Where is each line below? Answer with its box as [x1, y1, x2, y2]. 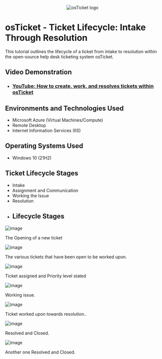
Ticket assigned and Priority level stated [5, 273, 86, 279]
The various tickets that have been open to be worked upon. [5, 254, 127, 260]
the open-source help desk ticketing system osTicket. [5, 54, 114, 60]
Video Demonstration [5, 68, 72, 76]
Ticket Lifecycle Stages [5, 169, 79, 178]
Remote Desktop [12, 122, 46, 128]
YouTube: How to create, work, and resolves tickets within [12, 83, 154, 90]
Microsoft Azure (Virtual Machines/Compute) [12, 117, 104, 123]
